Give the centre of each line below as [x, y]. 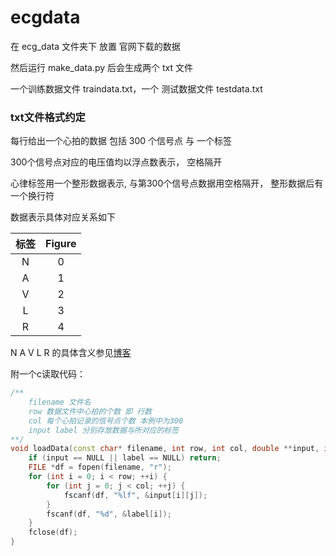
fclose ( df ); [53, 532]
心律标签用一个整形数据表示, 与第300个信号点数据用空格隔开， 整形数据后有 [167, 183]
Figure [61, 244]
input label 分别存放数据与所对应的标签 [104, 430]
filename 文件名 [60, 402]
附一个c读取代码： [48, 374]
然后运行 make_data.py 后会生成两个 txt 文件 [102, 67]
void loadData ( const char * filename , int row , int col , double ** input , [165, 449]
